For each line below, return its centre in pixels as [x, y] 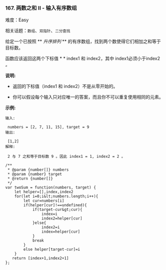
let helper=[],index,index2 [44, 192]
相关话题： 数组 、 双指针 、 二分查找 [38, 31]
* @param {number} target [35, 174]
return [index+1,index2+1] [40, 258]
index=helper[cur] [61, 232]
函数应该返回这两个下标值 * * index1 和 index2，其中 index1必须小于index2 [83, 59]
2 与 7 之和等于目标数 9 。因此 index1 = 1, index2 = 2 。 [66, 157]
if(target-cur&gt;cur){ [57, 210]
